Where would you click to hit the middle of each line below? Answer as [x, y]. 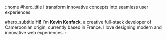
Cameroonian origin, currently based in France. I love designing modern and [84, 27]
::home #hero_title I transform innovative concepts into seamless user [77, 7]
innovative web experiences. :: [37, 32]
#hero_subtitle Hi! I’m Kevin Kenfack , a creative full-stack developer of [78, 22]
